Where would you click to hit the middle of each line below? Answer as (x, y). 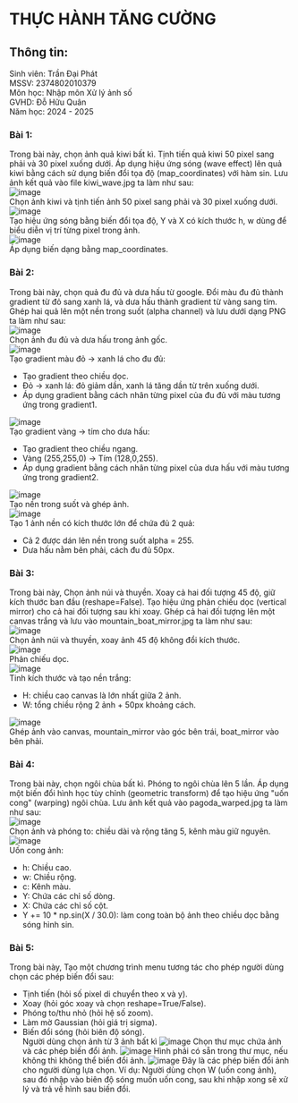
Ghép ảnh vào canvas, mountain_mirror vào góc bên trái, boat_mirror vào (145, 731)
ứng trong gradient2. (60, 477)
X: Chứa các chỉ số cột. (65, 906)
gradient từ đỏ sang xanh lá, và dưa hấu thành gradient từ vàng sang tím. (143, 301)
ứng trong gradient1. (60, 404)
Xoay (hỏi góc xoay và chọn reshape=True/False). (114, 1004)
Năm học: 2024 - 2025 (51, 111)
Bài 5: (22, 948)
